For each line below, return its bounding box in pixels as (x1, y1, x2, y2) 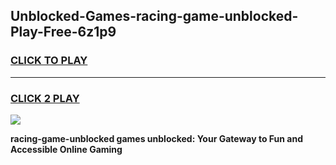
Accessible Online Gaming (10, 143, 123, 155)
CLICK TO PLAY (10, 54, 88, 68)
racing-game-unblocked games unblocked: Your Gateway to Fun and (10, 132, 304, 144)
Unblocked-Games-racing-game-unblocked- (10, 8, 299, 25)
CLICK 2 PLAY (10, 91, 80, 105)
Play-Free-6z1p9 (10, 24, 117, 41)
